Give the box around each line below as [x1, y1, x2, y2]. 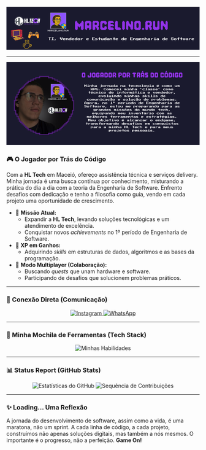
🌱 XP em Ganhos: [15, 242, 61, 249]
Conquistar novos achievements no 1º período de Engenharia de [24, 228, 188, 236]
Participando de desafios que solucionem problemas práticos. [24, 274, 181, 282]
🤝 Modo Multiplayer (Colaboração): [15, 262, 107, 269]
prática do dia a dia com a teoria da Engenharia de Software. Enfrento [6, 184, 183, 192]
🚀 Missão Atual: [15, 209, 56, 217]
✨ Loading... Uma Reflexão [6, 403, 88, 412]
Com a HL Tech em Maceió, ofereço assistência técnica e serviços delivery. [6, 171, 198, 179]
